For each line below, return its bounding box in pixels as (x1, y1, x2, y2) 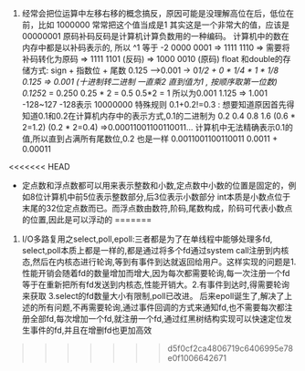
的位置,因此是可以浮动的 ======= (21, 214, 152, 225)
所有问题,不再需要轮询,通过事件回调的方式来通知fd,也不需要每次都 (37, 302, 285, 313)
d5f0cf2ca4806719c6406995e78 (167, 343, 294, 354)
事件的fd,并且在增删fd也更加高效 (29, 325, 152, 335)
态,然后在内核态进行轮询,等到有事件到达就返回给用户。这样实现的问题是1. (21, 256, 297, 267)
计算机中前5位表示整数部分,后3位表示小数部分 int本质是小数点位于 (43, 191, 291, 202)
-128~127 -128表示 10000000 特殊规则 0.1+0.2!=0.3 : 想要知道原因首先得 (21, 99, 295, 109)
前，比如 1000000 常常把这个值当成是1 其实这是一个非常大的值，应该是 (21, 19, 289, 30)
